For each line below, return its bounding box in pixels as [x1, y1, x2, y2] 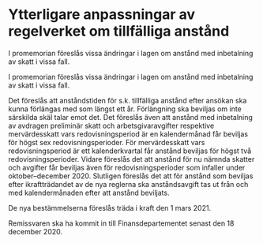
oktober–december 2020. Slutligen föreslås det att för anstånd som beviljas [8, 171, 254, 181]
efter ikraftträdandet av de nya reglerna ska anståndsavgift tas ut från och [8, 179, 249, 189]
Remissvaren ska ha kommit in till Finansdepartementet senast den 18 [8, 219, 235, 228]
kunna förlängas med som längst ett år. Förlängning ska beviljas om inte [8, 104, 242, 114]
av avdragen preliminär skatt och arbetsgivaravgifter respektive [8, 121, 215, 130]
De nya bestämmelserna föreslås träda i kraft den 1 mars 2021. [8, 203, 212, 212]
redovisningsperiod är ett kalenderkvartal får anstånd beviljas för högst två [8, 146, 252, 155]
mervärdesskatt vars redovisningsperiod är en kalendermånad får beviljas [8, 129, 249, 139]
